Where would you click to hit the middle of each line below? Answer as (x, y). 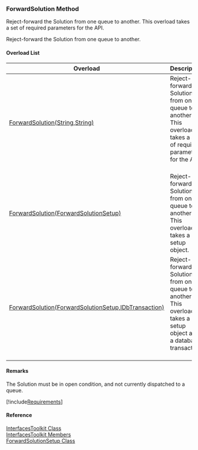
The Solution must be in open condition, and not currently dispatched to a (96, 384)
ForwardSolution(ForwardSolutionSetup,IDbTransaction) (87, 307)
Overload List (23, 52)
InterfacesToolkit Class (34, 428)
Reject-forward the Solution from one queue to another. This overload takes (98, 22)
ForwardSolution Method (43, 9)
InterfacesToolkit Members (39, 434)
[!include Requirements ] (34, 402)
